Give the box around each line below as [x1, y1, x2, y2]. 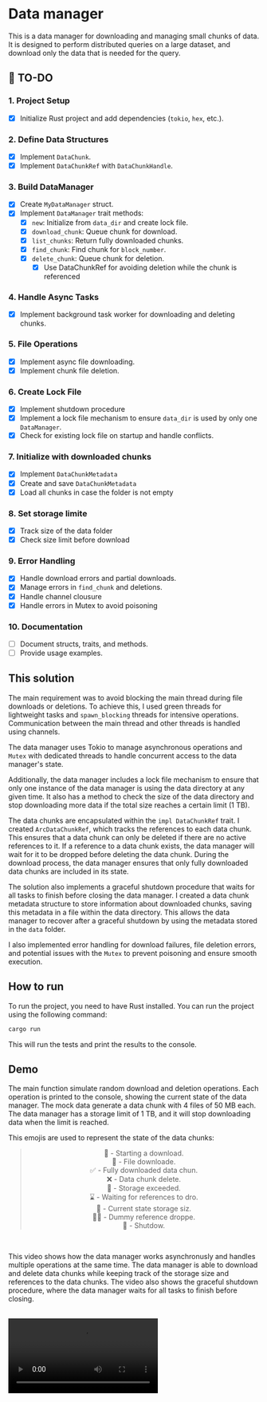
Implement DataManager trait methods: [19, 208, 144, 218]
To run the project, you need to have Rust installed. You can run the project [8, 1001, 255, 1010]
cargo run [8, 1025, 41, 1033]
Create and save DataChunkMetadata [19, 478, 137, 488]
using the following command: [8, 1009, 108, 1019]
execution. [8, 957, 43, 966]
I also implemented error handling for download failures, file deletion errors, [8, 939, 257, 950]
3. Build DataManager [8, 181, 94, 192]
